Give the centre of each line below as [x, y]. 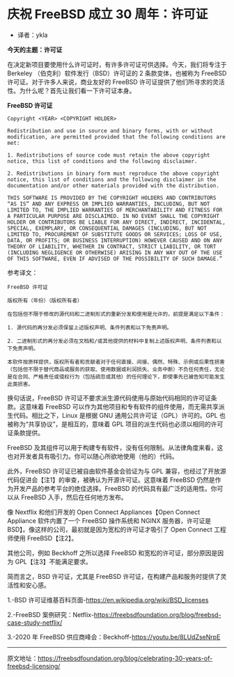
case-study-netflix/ [35, 622]
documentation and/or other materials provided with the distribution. [113, 185]
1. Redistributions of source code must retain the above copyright [109, 155]
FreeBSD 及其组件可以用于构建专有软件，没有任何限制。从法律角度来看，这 [115, 447]
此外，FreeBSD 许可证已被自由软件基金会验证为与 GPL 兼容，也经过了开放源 [117, 471]
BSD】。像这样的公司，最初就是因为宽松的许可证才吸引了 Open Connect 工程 [117, 529]
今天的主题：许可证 [35, 49]
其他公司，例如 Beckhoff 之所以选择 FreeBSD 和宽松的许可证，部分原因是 [112, 553]
